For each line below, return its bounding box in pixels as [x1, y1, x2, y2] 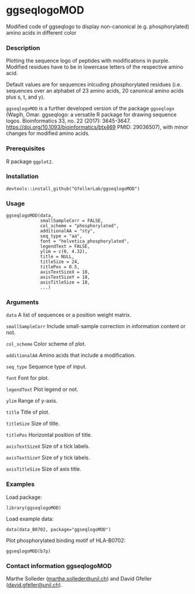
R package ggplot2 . [6, 158, 53, 165]
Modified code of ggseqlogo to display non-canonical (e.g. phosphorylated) [6, 23, 189, 30]
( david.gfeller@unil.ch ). [6, 582, 63, 589]
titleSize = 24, [40, 259, 80, 265]
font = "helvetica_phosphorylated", [40, 238, 130, 244]
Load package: [6, 494, 42, 501]
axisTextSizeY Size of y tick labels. [6, 454, 90, 461]
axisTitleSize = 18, [40, 279, 91, 285]
